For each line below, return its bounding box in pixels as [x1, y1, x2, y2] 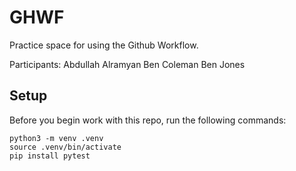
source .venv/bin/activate [9, 142, 122, 152]
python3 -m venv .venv [9, 133, 104, 143]
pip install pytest [9, 151, 91, 161]
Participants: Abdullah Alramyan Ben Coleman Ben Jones [9, 58, 246, 70]
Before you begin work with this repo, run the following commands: [9, 114, 287, 126]
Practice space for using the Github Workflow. [9, 39, 199, 51]
